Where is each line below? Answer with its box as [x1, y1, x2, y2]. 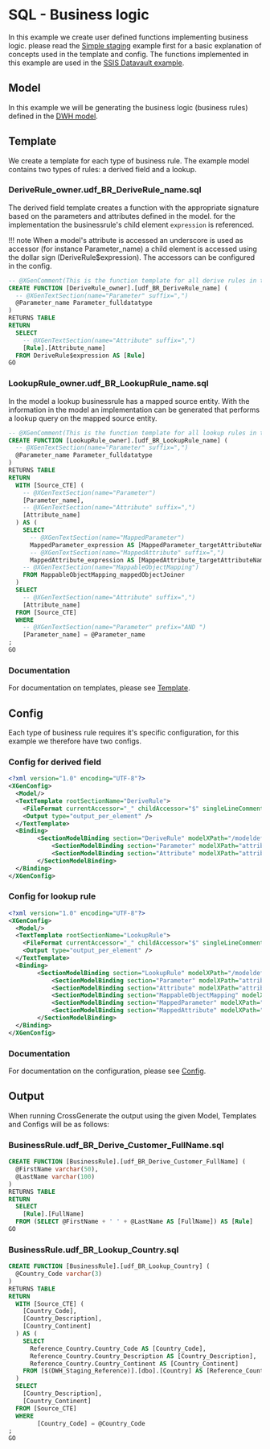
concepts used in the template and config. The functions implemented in [8, 49, 249, 59]
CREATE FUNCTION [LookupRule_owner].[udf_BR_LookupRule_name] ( [8, 436, 228, 444]
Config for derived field [8, 756, 102, 768]
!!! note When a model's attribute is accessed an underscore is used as [8, 235, 243, 245]
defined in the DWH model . [8, 111, 98, 121]
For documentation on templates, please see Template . [8, 683, 190, 693]
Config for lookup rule [8, 891, 96, 902]
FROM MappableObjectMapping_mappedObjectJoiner [22, 571, 185, 579]
